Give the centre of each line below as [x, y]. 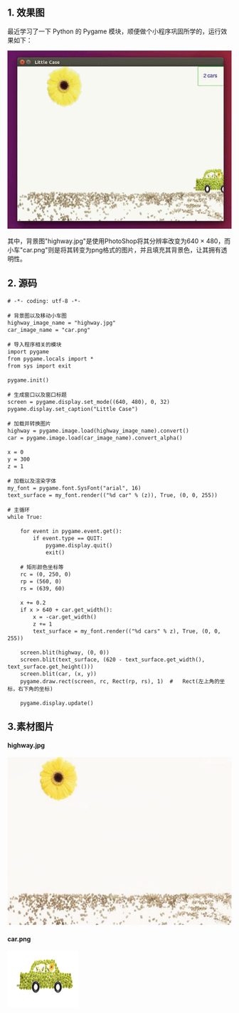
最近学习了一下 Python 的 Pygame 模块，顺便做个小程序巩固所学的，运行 [114, 31]
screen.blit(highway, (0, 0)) [65, 653]
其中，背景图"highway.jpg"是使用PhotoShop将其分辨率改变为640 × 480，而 [119, 241]
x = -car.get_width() [65, 617]
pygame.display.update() [57, 703]
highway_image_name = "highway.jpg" [62, 323]
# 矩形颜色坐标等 [42, 567]
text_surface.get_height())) [51, 667]
